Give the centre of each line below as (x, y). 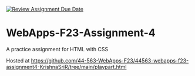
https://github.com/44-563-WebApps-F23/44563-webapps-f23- (110, 60)
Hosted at (18, 60)
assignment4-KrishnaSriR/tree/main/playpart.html (66, 67)
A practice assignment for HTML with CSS (57, 49)
